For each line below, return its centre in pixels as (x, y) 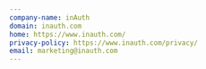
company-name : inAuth (50, 17)
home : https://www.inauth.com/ (68, 34)
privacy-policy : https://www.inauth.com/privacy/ (104, 43)
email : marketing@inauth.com (64, 51)
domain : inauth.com (46, 26)
